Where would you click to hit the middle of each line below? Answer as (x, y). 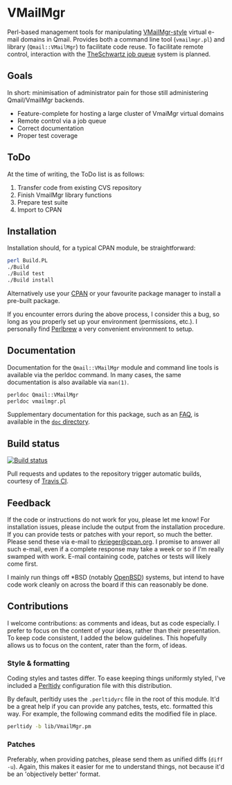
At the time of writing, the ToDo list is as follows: (76, 174)
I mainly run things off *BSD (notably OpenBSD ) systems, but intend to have (116, 578)
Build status (34, 443)
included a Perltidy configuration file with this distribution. (90, 686)
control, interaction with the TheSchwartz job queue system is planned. (109, 54)
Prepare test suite (42, 202)
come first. (23, 564)
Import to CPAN (39, 209)
